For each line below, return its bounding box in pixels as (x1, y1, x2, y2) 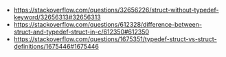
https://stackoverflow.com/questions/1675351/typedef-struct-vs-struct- (13, 35, 218, 43)
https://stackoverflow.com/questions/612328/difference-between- (13, 21, 203, 28)
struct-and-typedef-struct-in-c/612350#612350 (13, 27, 150, 36)
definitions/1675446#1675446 (13, 43, 100, 50)
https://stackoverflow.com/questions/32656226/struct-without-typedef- (13, 6, 219, 14)
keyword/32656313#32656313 (13, 13, 101, 21)
